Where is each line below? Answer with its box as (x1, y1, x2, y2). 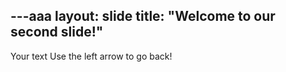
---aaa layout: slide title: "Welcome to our (10, 8, 276, 25)
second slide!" (10, 24, 104, 41)
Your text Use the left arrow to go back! (10, 50, 173, 62)
